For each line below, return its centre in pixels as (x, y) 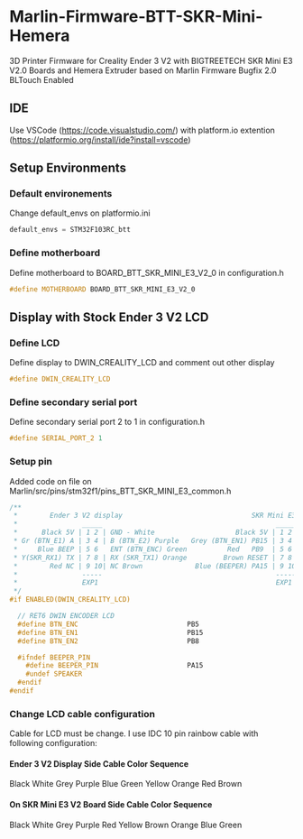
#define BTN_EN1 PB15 (110, 632)
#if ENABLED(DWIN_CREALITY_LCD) (70, 600)
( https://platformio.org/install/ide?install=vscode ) (100, 139)
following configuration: (53, 743)
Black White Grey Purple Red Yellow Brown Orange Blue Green (126, 825)
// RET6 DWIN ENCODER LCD (66, 616)
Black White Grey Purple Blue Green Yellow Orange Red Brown (126, 784)
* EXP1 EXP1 (153, 583)
